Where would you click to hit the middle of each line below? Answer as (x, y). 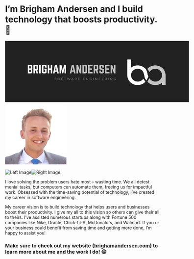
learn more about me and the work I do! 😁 (56, 252)
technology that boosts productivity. (81, 19)
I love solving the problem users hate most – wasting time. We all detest (77, 181)
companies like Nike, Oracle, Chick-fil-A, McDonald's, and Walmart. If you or (82, 222)
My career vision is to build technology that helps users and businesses (77, 207)
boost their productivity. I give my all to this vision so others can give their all (82, 212)
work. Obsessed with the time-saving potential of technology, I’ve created (80, 192)
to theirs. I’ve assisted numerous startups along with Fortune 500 (71, 217)
